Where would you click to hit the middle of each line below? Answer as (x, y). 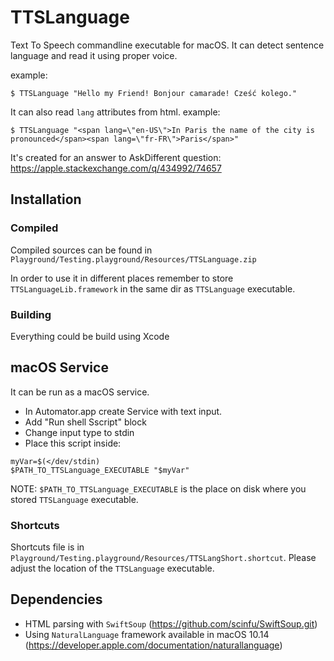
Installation (46, 199)
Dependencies (56, 599)
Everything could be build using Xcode (90, 336)
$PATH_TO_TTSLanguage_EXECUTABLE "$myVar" (100, 470)
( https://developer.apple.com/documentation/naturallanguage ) (153, 645)
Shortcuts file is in (47, 547)
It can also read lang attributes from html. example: (115, 112)
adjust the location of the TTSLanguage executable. (112, 568)
